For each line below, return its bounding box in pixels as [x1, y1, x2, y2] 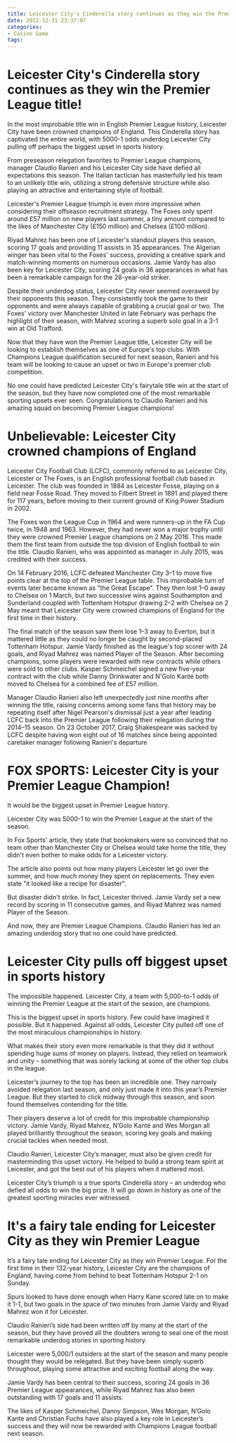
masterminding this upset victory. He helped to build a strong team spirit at [7, 1157, 224, 1166]
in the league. [7, 1064, 47, 1072]
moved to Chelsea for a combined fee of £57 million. [7, 680, 159, 688]
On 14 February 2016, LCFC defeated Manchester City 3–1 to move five [7, 569, 213, 577]
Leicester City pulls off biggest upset [7, 954, 228, 970]
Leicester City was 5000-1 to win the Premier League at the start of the [7, 814, 213, 823]
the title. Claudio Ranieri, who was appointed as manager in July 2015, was [7, 548, 223, 556]
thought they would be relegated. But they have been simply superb [7, 1356, 204, 1366]
